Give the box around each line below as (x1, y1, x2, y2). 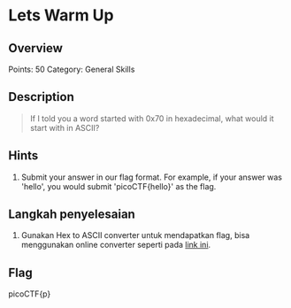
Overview (8, 41, 64, 56)
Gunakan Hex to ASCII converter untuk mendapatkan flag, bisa (20, 230, 250, 241)
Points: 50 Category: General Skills (8, 64, 135, 74)
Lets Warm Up (8, 5, 114, 26)
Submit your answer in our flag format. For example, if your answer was (20, 172, 282, 182)
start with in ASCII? (29, 122, 100, 133)
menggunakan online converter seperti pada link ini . (20, 240, 211, 250)
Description (8, 89, 74, 104)
